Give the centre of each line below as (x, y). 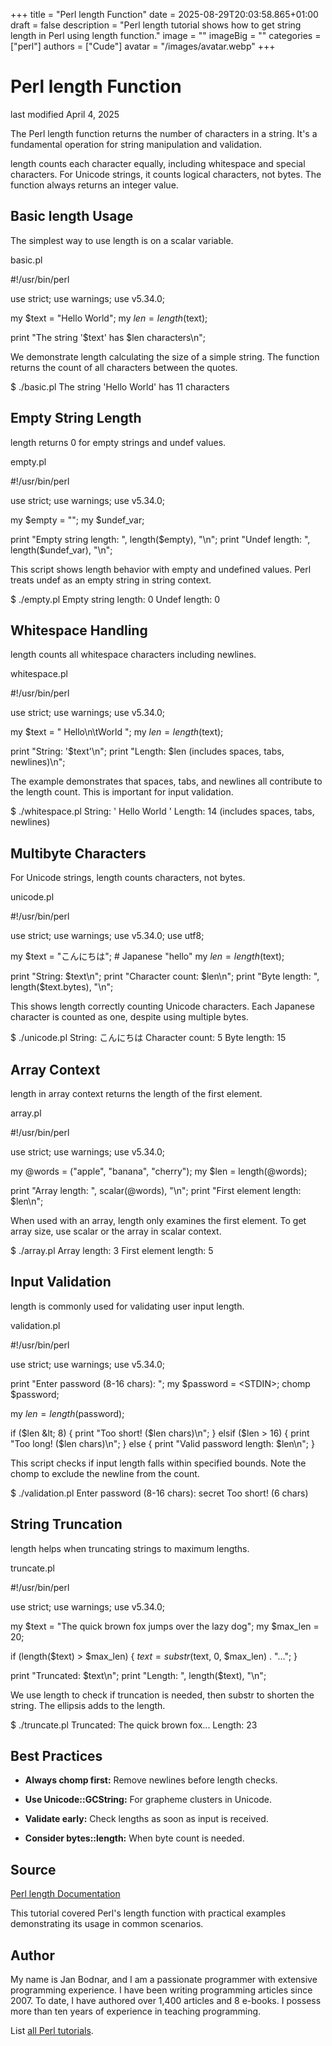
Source (33, 1869)
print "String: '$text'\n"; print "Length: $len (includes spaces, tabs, (147, 751)
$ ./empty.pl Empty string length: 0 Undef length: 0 (115, 599)
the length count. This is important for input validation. (122, 792)
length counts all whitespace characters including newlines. (133, 655)
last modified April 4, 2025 (65, 114)
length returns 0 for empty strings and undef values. (118, 442)
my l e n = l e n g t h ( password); (67, 1413)
